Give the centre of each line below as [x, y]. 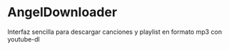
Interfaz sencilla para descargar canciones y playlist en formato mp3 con [115, 32]
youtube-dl [24, 39]
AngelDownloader [62, 12]
